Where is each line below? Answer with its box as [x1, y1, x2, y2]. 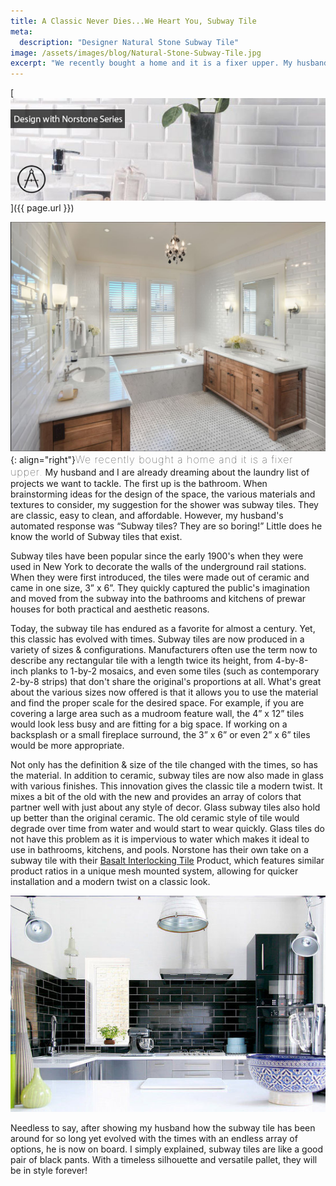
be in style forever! [10, 1164, 88, 1176]
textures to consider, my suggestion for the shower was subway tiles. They [10, 499, 319, 511]
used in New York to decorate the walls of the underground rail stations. [10, 561, 307, 573]
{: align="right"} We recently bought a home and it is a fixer [10, 453, 294, 467]
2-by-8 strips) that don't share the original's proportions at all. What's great [10, 676, 322, 688]
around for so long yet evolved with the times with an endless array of [10, 1132, 298, 1144]
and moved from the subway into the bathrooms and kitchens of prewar [10, 593, 307, 605]
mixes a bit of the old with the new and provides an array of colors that [10, 791, 302, 803]
